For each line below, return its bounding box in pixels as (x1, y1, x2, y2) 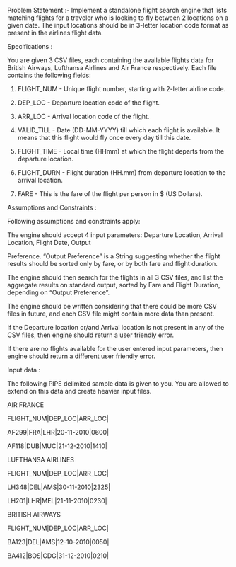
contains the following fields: (7, 71, 91, 79)
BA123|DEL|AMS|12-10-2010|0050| (7, 538, 110, 546)
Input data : (7, 366, 41, 374)
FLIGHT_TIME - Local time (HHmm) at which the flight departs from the (17, 147, 225, 155)
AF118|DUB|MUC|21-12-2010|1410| (7, 442, 107, 450)
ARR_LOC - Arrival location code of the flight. (17, 113, 150, 120)
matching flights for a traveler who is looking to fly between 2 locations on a (7, 13, 228, 22)
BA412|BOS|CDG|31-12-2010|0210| (7, 551, 110, 560)
